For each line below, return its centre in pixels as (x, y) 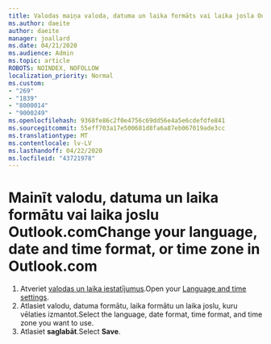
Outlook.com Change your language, (133, 232)
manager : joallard (39, 38)
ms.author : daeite (39, 23)
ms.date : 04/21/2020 (43, 46)
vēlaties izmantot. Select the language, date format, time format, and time (141, 314)
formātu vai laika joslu (84, 215)
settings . (35, 297)
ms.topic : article (39, 61)
